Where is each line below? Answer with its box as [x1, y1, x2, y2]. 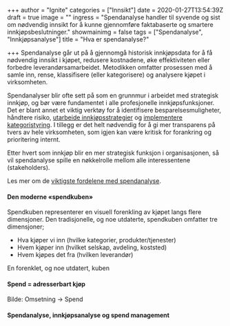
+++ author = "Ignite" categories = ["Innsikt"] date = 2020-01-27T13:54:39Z [7, 6, 224, 14]
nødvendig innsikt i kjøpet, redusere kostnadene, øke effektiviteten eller [7, 56, 210, 64]
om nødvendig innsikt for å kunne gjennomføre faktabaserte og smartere [7, 21, 213, 28]
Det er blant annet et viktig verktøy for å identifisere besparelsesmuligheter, [7, 106, 222, 114]
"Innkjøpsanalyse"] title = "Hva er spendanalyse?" [7, 35, 149, 44]
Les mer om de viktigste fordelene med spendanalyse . [7, 177, 162, 185]
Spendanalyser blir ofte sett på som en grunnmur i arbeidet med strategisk [7, 91, 219, 99]
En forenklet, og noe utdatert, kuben [7, 264, 110, 272]
